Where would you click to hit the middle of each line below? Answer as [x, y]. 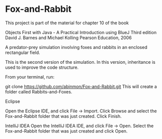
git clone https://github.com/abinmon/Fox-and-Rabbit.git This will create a [81, 86]
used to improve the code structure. [42, 67]
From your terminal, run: [30, 77]
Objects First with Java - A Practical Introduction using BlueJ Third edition [81, 32]
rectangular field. [23, 52]
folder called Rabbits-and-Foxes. [39, 92]
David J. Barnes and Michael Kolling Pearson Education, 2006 [68, 38]
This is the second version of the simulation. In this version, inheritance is [80, 62]
